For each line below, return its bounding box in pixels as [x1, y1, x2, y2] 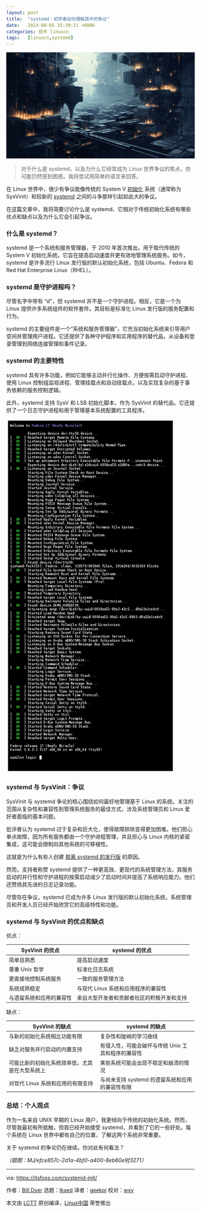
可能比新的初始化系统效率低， [8, 1059, 83, 1066]
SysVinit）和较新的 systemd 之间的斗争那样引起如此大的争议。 [6, 193, 160, 200]
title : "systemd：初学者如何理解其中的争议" [6, 16, 110, 22]
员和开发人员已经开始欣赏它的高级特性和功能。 [6, 900, 121, 908]
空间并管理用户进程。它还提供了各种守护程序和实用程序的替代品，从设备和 [6, 332, 190, 340]
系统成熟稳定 [8, 984, 41, 992]
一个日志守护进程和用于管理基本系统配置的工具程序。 [16, 407, 148, 414]
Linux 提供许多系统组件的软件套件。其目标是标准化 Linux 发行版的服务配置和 [6, 305, 194, 312]
